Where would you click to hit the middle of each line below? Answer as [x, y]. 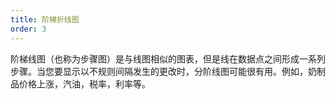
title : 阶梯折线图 [45, 19]
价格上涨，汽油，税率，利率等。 [84, 83]
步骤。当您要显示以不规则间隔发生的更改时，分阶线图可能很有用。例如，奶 [163, 71]
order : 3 [28, 29]
